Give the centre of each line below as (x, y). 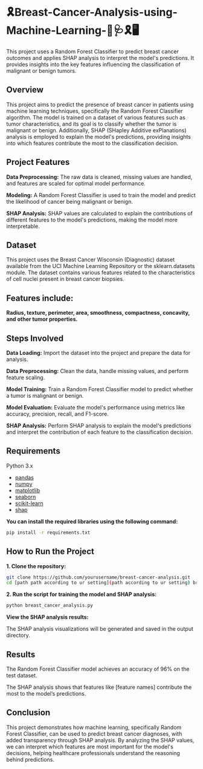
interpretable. (23, 226)
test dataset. (22, 675)
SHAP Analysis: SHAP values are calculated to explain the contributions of (100, 213)
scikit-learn (29, 503)
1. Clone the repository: (36, 566)
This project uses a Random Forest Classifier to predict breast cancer (93, 51)
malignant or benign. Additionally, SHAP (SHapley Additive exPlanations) (96, 130)
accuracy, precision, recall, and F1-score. (57, 414)
